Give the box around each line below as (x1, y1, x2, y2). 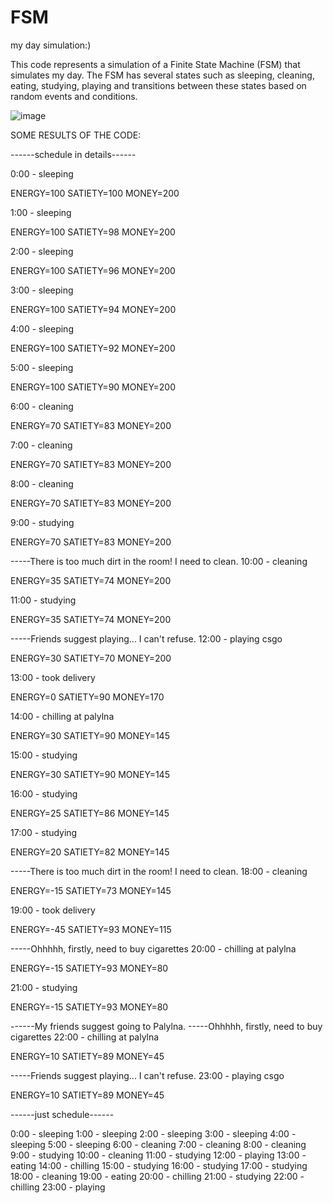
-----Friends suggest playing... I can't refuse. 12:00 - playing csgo (10, 632, 283, 645)
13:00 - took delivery (10, 671, 96, 683)
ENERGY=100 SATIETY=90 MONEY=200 (10, 381, 177, 393)
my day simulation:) (10, 39, 92, 51)
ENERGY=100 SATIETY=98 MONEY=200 (10, 226, 176, 238)
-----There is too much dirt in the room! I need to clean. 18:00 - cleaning (10, 865, 308, 877)
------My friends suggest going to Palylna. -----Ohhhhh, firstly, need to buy (10, 1020, 323, 1032)
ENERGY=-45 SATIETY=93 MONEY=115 (10, 923, 172, 935)
